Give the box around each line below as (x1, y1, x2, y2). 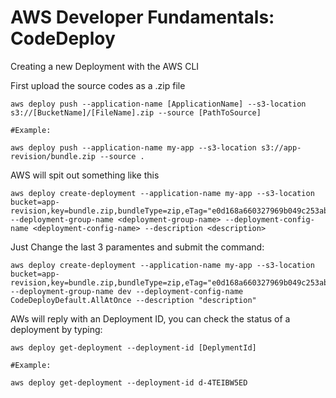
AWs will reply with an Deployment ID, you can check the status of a (10, 312, 291, 325)
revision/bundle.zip (10, 151, 97, 161)
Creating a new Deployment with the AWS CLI (10, 60, 200, 72)
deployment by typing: (10, 323, 103, 335)
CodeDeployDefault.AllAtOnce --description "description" (10, 295, 257, 305)
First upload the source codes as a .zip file (10, 79, 186, 91)
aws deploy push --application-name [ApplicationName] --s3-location (10, 99, 307, 109)
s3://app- (260, 142, 302, 153)
